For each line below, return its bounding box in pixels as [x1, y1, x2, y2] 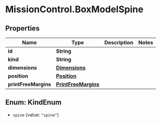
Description [104, 39, 134, 46]
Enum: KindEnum [5, 98, 62, 107]
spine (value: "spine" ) [12, 111, 59, 118]
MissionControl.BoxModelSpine [5, 4, 144, 15]
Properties [5, 24, 40, 33]
